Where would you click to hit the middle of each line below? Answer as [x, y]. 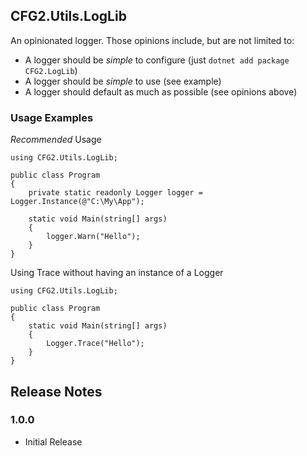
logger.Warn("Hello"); [93, 237]
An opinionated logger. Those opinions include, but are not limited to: [152, 40]
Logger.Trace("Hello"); [95, 344]
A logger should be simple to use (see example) [123, 81]
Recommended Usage [56, 140]
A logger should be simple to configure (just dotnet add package [157, 60]
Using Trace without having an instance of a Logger [117, 273]
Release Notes [56, 391]
